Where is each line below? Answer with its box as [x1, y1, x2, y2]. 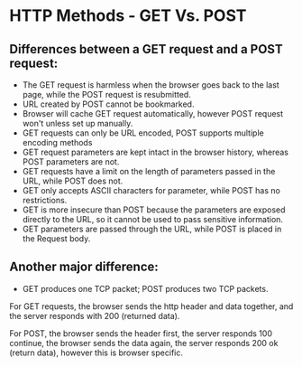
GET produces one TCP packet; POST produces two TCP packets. [22, 283, 269, 294]
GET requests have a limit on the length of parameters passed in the [22, 166, 276, 176]
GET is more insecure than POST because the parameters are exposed [22, 204, 286, 215]
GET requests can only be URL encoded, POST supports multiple [22, 127, 264, 138]
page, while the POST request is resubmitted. [22, 89, 191, 99]
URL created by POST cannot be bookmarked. [22, 99, 195, 109]
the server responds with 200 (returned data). [9, 310, 180, 321]
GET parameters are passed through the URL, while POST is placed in [22, 223, 282, 234]
